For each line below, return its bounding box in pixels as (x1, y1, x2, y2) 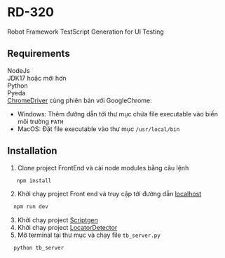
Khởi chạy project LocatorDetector (17, 224, 118, 232)
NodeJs (7, 66, 30, 74)
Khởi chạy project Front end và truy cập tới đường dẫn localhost (17, 190, 202, 198)
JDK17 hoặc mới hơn (7, 74, 67, 82)
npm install (16, 177, 52, 184)
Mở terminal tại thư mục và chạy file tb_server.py (17, 231, 161, 239)
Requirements (7, 48, 70, 60)
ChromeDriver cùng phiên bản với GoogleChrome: (7, 96, 152, 104)
